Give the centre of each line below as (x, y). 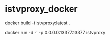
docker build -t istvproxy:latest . (37, 23)
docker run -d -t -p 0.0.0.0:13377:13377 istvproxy (55, 32)
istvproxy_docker (41, 9)
